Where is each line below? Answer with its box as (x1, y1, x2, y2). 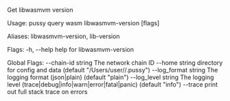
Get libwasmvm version (7, 6, 73, 14)
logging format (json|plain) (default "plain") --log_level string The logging (7, 73, 214, 81)
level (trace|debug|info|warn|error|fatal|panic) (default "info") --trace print (7, 81, 218, 88)
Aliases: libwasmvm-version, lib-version (7, 32, 120, 40)
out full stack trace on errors (7, 88, 88, 96)
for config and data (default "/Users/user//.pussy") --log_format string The (7, 66, 218, 74)
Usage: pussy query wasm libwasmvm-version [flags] (7, 19, 160, 27)
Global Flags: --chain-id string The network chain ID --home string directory (7, 59, 223, 67)
